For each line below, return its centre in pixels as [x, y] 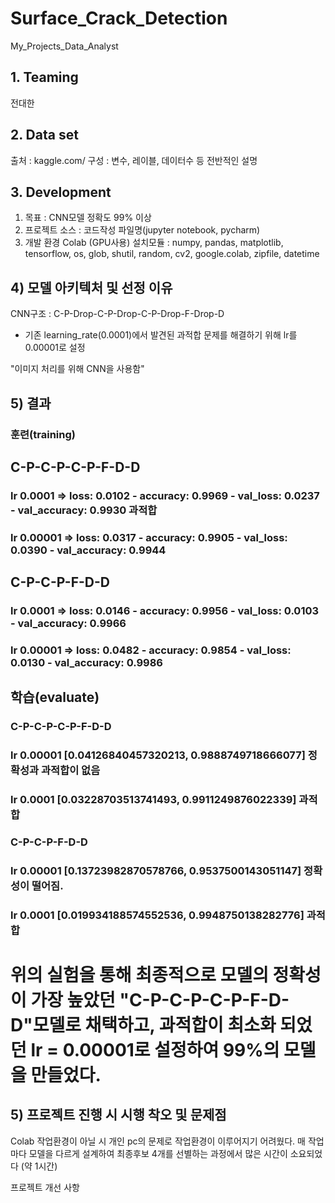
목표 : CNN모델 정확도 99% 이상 [88, 218]
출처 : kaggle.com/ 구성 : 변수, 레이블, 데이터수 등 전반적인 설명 [134, 160]
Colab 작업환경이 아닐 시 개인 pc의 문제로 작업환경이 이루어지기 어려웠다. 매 [158, 1141]
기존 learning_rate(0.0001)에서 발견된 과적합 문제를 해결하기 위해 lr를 [161, 335]
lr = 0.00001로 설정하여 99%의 [155, 1050]
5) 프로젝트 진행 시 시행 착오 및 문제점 [118, 1115]
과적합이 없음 [71, 770]
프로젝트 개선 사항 [45, 1187]
